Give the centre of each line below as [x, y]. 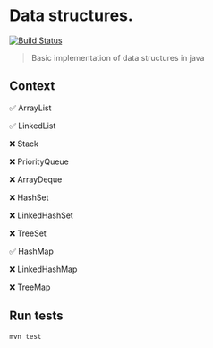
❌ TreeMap [30, 287]
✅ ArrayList [30, 108]
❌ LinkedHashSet [41, 215]
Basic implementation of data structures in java [118, 57]
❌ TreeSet [28, 233]
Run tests [36, 316]
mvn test [26, 336]
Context [32, 86]
